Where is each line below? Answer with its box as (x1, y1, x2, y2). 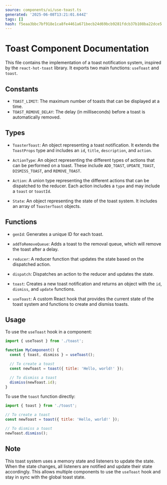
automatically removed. (12, 114, 61, 120)
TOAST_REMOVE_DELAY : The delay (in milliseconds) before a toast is (12, 109, 145, 114)
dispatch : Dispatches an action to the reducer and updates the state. (12, 271, 154, 277)
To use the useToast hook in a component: (5, 329, 92, 335)
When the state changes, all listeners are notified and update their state (5, 463, 152, 469)
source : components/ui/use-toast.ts (5, 7, 81, 13)
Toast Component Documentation (5, 43, 149, 54)
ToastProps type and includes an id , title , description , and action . (12, 147, 152, 153)
